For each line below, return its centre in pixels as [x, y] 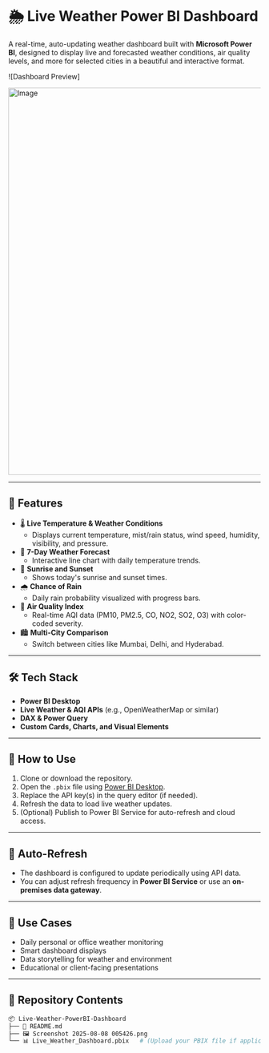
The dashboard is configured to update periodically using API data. [130, 873]
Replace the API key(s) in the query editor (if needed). [109, 796]
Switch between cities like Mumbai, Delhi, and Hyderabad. [128, 643]
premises [36, 890]
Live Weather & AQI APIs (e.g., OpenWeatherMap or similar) [119, 709]
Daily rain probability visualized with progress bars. [116, 598]
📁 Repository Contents [66, 1001]
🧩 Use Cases [40, 923]
